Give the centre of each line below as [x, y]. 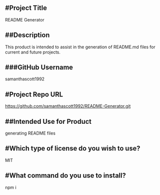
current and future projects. [33, 52]
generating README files [30, 133]
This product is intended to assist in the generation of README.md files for [80, 47]
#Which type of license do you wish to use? [73, 148]
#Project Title [26, 8]
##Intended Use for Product [48, 121]
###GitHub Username [39, 68]
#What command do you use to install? [65, 176]
